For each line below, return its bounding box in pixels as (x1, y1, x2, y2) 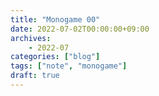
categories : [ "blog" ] (10, 52, 101, 62)
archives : (10, 33, 52, 43)
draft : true (10, 71, 60, 81)
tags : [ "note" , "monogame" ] (10, 61, 128, 71)
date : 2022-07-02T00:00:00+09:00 (10, 24, 150, 34)
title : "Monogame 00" (10, 14, 101, 25)
